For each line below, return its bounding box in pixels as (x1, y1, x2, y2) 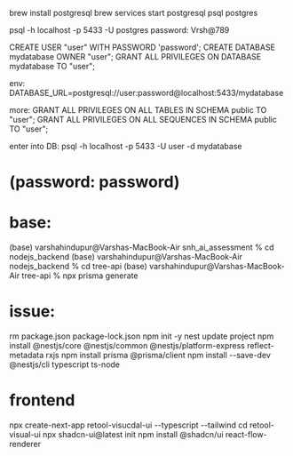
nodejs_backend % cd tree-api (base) (9, 261, 148, 272)
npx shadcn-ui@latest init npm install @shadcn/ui (43, 429, 224, 439)
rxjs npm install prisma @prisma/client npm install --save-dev (45, 350, 271, 361)
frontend (9, 390, 75, 411)
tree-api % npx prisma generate (21, 270, 139, 281)
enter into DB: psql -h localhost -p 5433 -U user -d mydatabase (9, 141, 242, 151)
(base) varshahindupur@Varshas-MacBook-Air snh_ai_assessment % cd (9, 242, 274, 252)
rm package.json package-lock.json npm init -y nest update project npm (9, 331, 274, 341)
